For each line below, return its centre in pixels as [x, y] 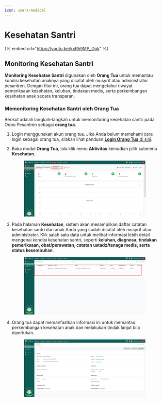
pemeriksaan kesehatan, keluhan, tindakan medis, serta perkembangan [76, 91]
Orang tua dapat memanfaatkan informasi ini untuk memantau [73, 322]
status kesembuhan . [33, 250]
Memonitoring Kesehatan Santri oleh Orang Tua [62, 109]
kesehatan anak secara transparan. [40, 96]
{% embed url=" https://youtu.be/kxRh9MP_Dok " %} [57, 48]
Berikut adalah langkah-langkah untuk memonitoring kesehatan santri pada [80, 119]
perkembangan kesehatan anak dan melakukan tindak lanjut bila [76, 327]
